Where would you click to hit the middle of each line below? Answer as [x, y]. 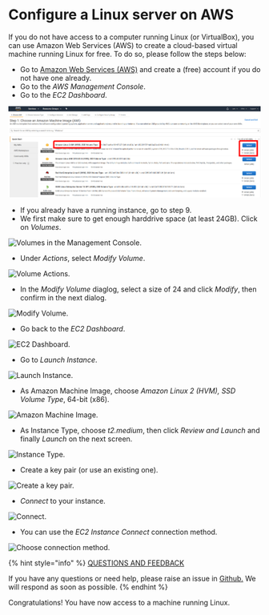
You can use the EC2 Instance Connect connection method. [118, 532]
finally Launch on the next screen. [76, 439]
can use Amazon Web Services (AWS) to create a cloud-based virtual [123, 45]
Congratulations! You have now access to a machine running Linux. [119, 603]
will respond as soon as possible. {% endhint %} [88, 587]
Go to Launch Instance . [58, 360]
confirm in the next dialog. [63, 298]
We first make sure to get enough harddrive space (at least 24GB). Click [139, 219]
